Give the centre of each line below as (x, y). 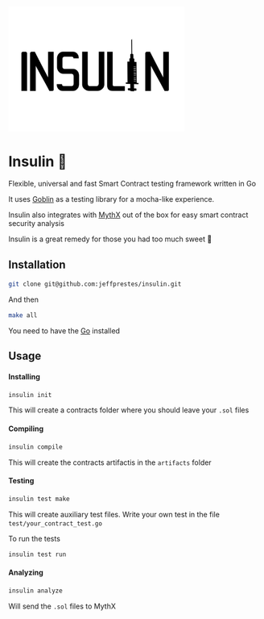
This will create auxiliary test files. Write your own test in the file (114, 514)
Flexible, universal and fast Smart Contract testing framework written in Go (132, 184)
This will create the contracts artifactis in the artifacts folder (110, 462)
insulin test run (37, 554)
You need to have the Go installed (64, 330)
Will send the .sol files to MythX (62, 606)
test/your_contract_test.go (56, 523)
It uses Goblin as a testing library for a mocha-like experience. (111, 199)
